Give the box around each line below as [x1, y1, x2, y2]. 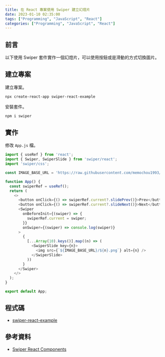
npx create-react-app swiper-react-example [5, 94, 96, 99]
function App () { [5, 179, 41, 184]
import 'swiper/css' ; [5, 161, 50, 167]
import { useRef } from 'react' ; [5, 152, 74, 157]
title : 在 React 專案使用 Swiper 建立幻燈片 [5, 7, 90, 12]
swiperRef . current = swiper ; [27, 215, 87, 221]
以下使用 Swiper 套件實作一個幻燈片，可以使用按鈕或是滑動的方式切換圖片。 [5, 55, 160, 61]
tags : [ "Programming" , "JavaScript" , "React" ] [5, 16, 102, 21]
